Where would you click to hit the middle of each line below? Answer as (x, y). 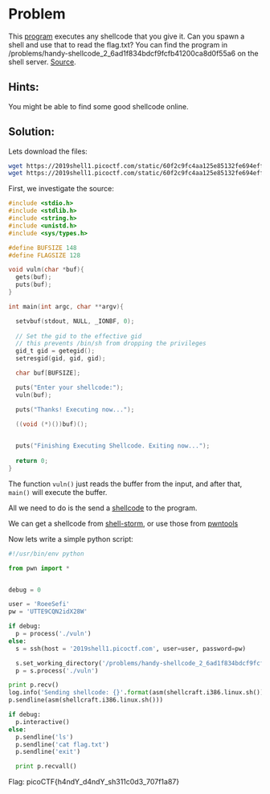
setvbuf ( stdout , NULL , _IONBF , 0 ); (75, 321)
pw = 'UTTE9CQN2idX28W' (48, 612)
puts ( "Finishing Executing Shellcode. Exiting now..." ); (113, 446)
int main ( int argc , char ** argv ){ (66, 306)
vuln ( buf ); (34, 395)
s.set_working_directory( (59, 663)
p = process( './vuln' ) (53, 634)
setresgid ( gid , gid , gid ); (61, 358)
